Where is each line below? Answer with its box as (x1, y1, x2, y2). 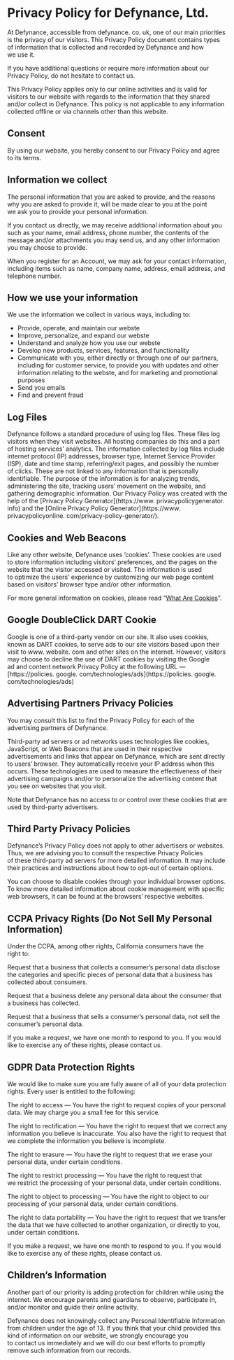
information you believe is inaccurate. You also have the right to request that (7, 1129, 227, 1138)
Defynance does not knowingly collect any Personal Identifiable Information (7, 1316, 226, 1324)
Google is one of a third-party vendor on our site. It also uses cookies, (7, 632, 210, 641)
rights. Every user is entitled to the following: (7, 1087, 136, 1096)
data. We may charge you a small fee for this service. (7, 1108, 161, 1117)
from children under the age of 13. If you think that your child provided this (7, 1324, 221, 1332)
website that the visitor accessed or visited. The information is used (7, 566, 203, 573)
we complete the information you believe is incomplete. (7, 1137, 166, 1145)
